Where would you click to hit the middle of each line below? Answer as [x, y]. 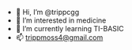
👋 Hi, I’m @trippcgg [47, 12]
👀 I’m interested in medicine [61, 20]
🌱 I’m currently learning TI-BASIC [70, 29]
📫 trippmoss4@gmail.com [59, 37]
